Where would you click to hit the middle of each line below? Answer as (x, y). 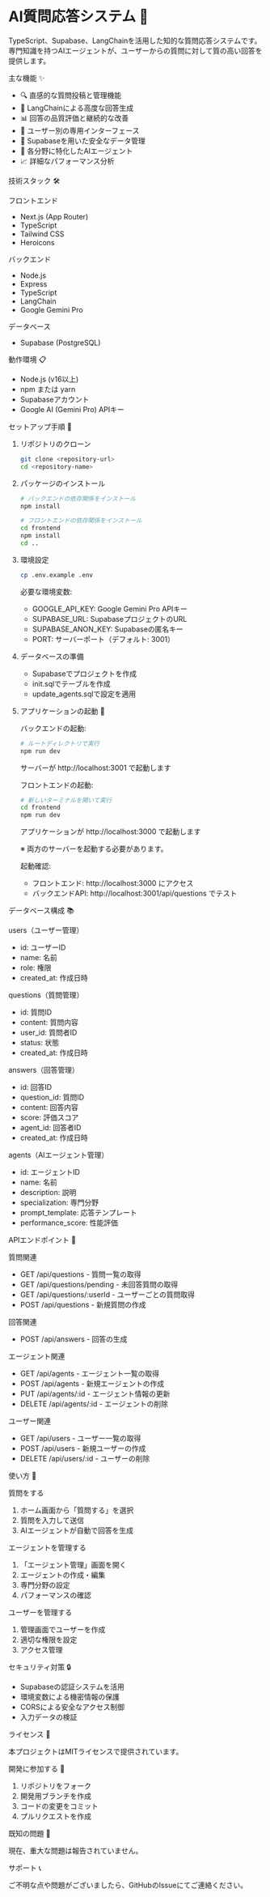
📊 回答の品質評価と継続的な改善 (74, 117)
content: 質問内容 (49, 1023)
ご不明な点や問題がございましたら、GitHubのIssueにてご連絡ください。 (128, 1885)
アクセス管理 (41, 1650)
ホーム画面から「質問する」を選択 (77, 1510)
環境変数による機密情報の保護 (70, 1697)
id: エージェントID (50, 1172)
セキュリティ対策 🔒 (40, 1667)
